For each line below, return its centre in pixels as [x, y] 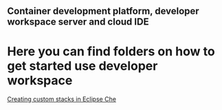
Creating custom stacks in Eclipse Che [62, 99]
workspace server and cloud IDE [78, 22]
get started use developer [82, 66]
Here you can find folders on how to [111, 51]
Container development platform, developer [103, 11]
